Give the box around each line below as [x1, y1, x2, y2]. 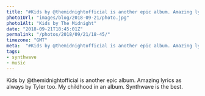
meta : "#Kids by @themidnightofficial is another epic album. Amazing [6, 43, 192, 49]
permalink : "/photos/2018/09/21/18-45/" [6, 32, 111, 38]
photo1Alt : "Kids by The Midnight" [6, 20, 97, 26]
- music [6, 60, 26, 66]
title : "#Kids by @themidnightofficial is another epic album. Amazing [6, 9, 192, 15]
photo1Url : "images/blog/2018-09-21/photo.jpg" [6, 15, 130, 21]
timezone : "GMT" [6, 37, 48, 43]
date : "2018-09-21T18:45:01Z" [6, 26, 84, 32]
